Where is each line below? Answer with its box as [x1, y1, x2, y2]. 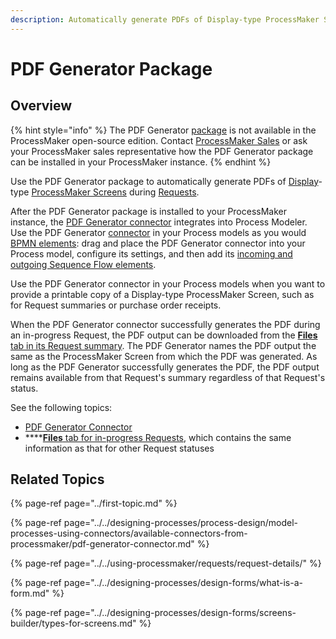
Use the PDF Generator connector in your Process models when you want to [10, 277, 326, 290]
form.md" [10, 587, 50, 600]
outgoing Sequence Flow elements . [10, 258, 157, 270]
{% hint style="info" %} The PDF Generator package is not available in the [10, 124, 317, 136]
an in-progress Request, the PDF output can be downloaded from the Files [10, 329, 318, 341]
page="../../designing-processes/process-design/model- [63, 517, 298, 529]
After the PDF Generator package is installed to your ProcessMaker [10, 205, 288, 217]
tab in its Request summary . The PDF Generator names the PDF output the [10, 339, 317, 351]
